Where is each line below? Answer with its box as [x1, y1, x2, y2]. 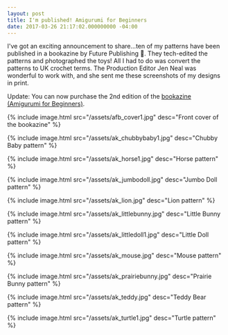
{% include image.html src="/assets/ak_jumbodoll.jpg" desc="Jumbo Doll [7, 175, 218, 184]
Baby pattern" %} [7, 141, 58, 150]
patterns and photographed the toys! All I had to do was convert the [7, 57, 201, 65]
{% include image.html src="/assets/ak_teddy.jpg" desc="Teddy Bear [7, 293, 207, 302]
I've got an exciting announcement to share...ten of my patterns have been [7, 42, 220, 51]
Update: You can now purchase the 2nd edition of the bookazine [7, 92, 192, 101]
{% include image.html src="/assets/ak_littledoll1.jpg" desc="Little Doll [7, 230, 209, 239]
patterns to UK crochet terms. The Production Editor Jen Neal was [7, 64, 197, 73]
